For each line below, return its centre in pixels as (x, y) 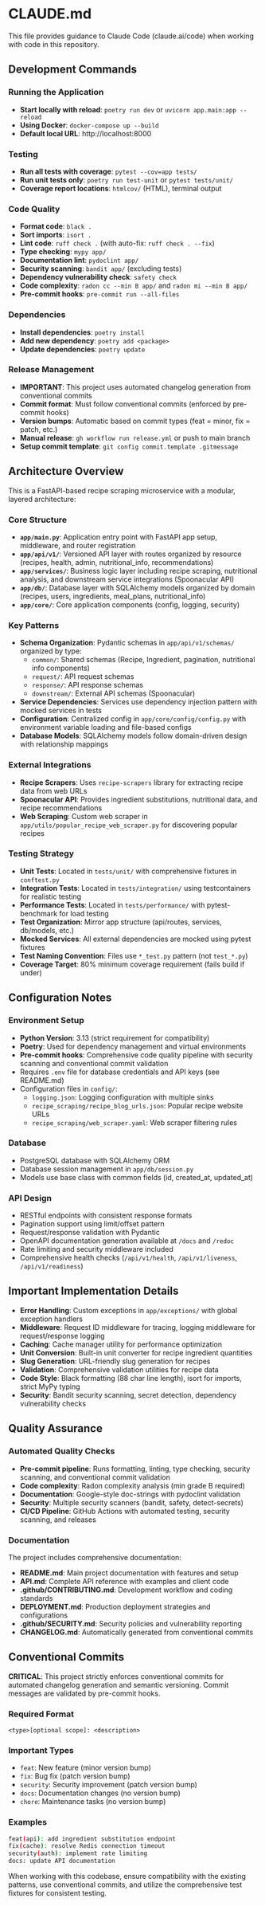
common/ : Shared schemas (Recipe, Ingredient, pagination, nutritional (143, 660)
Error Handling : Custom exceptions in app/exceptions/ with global (129, 1310)
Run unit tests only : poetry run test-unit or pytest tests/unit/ (127, 179)
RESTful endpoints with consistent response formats (106, 1215)
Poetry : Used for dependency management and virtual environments (133, 1046)
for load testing (84, 913)
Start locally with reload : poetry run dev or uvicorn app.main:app (128, 109)
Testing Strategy (41, 853)
